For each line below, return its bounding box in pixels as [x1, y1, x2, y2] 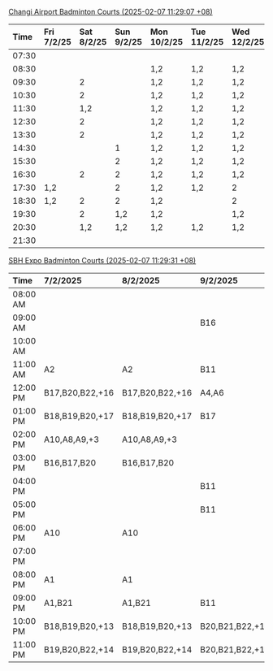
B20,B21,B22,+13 [200, 621, 271, 632]
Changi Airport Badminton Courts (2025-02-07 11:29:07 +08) [8, 7, 213, 16]
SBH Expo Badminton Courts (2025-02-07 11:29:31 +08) [8, 256, 197, 265]
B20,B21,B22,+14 [200, 644, 271, 655]
